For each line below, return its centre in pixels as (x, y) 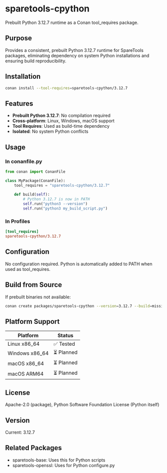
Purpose (19, 38)
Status (65, 336)
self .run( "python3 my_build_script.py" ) (65, 209)
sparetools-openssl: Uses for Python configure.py (64, 465)
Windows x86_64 (28, 353)
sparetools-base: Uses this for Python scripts (59, 460)
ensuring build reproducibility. (36, 61)
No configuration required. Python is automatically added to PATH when (79, 264)
